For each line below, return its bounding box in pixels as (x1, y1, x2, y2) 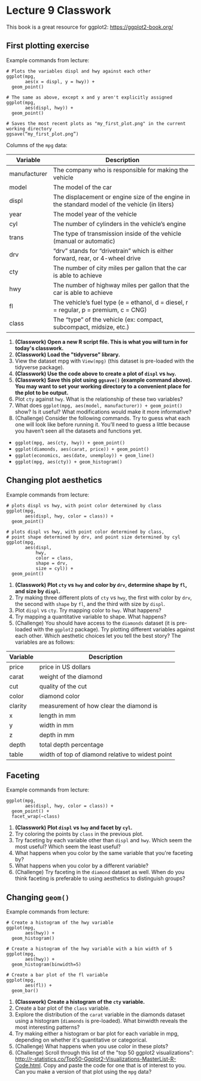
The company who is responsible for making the (53, 166, 188, 174)
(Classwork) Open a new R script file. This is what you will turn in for (14, 338, 188, 345)
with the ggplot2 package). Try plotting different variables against (33, 626, 195, 633)
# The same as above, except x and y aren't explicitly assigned (6, 94, 172, 101)
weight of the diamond (39, 672, 103, 681)
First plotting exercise (6, 41, 90, 51)
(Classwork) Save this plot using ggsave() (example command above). (14, 376, 193, 383)
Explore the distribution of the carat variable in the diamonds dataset (14, 1011, 185, 1018)
